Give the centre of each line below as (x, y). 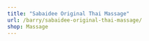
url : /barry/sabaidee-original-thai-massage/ (74, 20)
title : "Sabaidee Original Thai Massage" (69, 14)
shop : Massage (28, 26)
